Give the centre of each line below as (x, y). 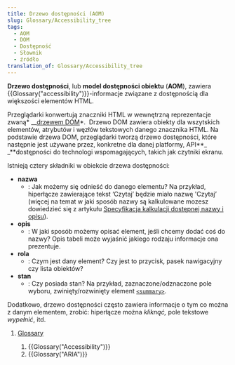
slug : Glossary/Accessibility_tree (59, 20)
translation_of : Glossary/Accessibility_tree (75, 66)
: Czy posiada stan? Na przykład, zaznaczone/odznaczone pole (120, 283)
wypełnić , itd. (27, 319)
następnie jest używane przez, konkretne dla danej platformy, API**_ (107, 144)
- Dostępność (33, 46)
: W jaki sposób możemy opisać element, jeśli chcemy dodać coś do (127, 231)
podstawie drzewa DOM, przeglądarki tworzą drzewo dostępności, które (112, 137)
